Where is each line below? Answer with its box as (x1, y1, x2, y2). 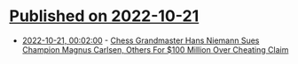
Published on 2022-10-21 (9, 6, 200, 26)
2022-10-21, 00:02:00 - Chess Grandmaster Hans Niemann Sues (21, 35, 260, 46)
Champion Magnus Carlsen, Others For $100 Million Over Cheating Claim (21, 44, 289, 54)
